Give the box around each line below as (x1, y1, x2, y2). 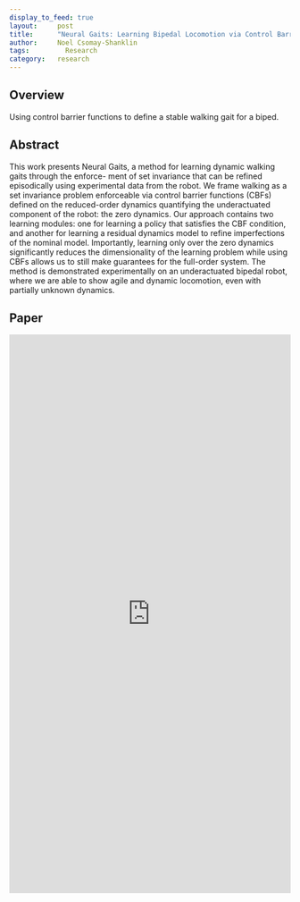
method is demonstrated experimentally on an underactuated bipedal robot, (9, 266, 288, 276)
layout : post (9, 21, 74, 30)
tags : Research (9, 46, 98, 55)
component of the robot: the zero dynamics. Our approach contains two (9, 208, 274, 219)
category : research (9, 55, 90, 63)
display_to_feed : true (9, 13, 94, 22)
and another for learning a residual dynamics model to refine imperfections (9, 227, 286, 238)
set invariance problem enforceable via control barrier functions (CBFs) (9, 190, 272, 200)
